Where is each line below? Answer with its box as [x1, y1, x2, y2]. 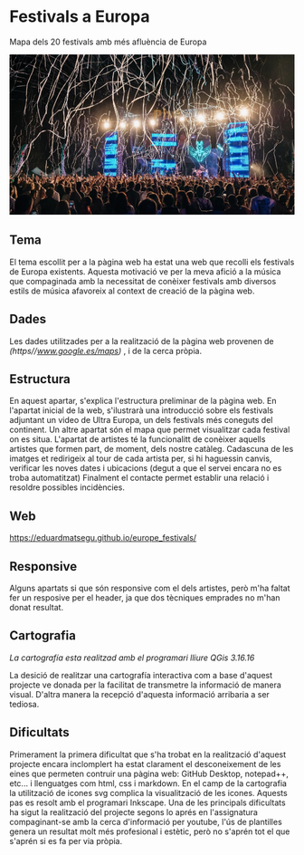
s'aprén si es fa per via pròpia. [9, 835, 123, 846]
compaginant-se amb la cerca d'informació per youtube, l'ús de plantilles [9, 816, 282, 827]
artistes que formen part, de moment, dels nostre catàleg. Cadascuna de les [9, 444, 294, 455]
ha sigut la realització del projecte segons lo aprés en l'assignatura [9, 806, 258, 817]
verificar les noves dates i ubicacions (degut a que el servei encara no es [9, 463, 282, 474]
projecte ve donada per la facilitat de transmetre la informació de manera [9, 679, 282, 690]
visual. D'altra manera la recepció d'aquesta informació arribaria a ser [9, 688, 270, 699]
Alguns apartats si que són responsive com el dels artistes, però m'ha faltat [9, 582, 291, 594]
